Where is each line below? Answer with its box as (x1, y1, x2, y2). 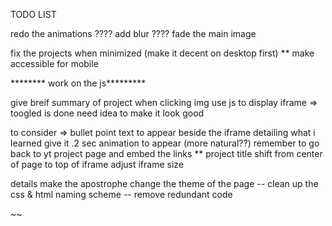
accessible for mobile (10, 58, 99, 69)
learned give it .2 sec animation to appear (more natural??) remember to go (10, 137, 320, 149)
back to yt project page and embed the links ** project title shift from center (10, 148, 323, 159)
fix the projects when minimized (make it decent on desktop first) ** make (10, 47, 315, 59)
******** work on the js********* (10, 77, 147, 89)
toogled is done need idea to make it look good (10, 107, 205, 119)
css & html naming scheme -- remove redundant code (10, 189, 233, 200)
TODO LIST (10, 9, 57, 20)
